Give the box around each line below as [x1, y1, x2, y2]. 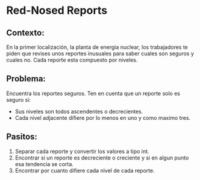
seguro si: [6, 96, 31, 103]
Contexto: [6, 28, 45, 38]
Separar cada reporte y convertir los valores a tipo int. [14, 147, 149, 155]
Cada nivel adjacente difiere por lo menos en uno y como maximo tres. [14, 114, 191, 121]
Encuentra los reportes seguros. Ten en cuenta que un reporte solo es [6, 90, 181, 97]
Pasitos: [6, 132, 38, 142]
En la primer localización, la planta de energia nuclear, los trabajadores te [6, 43, 189, 51]
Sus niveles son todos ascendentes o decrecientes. [14, 108, 143, 115]
